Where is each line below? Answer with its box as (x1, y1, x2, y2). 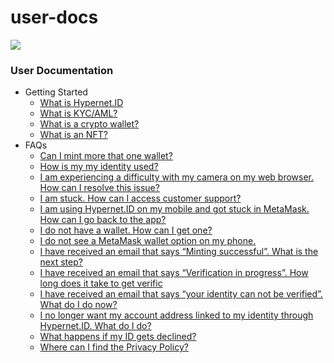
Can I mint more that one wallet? (39, 150, 173, 162)
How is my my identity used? (39, 161, 159, 173)
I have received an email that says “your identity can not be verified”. (39, 288, 323, 300)
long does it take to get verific (39, 277, 163, 290)
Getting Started (24, 86, 88, 98)
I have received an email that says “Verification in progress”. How (39, 267, 309, 279)
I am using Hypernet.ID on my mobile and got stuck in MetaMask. (39, 203, 310, 215)
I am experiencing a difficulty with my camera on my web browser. (39, 171, 315, 183)
